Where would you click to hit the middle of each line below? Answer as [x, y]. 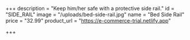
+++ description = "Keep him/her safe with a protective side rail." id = [90, 8]
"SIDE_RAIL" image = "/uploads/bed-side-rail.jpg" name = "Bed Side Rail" [95, 14]
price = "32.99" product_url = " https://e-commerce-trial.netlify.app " [88, 21]
